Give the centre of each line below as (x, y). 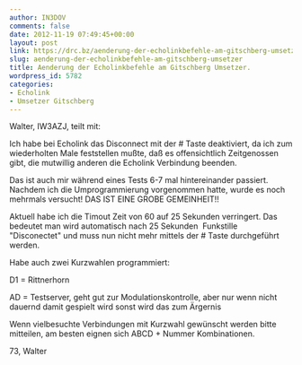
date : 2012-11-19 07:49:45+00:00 (72, 34)
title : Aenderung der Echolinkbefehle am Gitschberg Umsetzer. (130, 68)
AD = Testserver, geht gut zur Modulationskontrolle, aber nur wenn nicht (143, 298)
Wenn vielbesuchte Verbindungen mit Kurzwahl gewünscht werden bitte (143, 325)
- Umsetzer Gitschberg (52, 101)
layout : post (34, 43)
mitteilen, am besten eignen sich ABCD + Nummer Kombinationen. (132, 334)
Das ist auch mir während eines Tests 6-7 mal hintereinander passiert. (139, 180)
